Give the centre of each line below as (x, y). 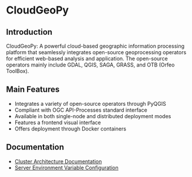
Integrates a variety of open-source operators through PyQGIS (90, 103)
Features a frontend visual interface (58, 122)
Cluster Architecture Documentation (58, 161)
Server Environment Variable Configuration (66, 168)
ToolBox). (18, 71)
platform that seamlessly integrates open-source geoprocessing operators (96, 52)
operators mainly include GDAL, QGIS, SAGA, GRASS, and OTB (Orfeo (90, 65)
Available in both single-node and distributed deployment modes (93, 116)
